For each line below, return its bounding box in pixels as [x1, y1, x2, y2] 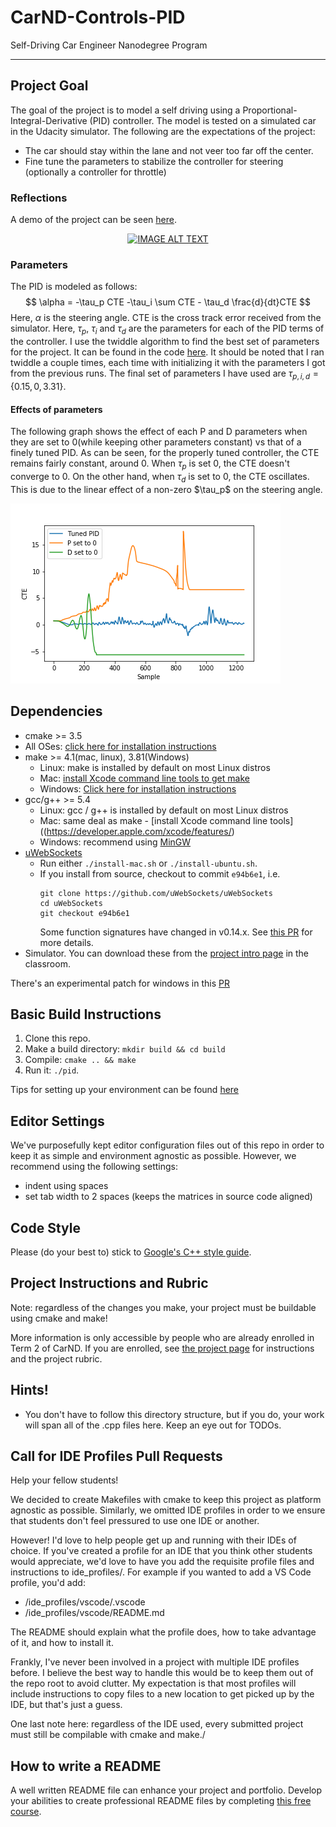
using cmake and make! [10, 1312, 108, 1324]
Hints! [10, 1382, 49, 1399]
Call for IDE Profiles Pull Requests [10, 1448, 223, 1465]
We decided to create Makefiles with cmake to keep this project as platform [10, 1494, 322, 1506]
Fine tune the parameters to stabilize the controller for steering [24, 155, 284, 167]
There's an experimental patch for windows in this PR [10, 977, 230, 989]
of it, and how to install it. [10, 1637, 114, 1649]
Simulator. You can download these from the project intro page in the [24, 947, 310, 959]
